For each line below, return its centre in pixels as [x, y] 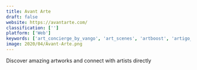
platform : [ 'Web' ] [28, 33]
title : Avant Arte [28, 11]
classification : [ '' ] [33, 28]
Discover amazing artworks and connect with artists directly [79, 60]
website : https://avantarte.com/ [47, 22]
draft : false [22, 17]
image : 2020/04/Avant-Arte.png [44, 44]
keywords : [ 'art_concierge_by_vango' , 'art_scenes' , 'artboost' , [87, 38]
